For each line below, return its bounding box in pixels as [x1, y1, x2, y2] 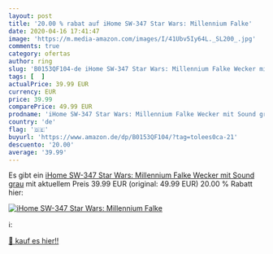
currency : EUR [8, 87, 57, 96]
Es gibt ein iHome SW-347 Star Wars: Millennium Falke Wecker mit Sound [8, 170, 254, 180]
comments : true [8, 42, 60, 50]
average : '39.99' [8, 148, 67, 156]
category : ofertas [8, 50, 71, 58]
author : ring [8, 58, 53, 66]
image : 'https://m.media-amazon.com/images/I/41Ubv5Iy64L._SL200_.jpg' [8, 34, 256, 43]
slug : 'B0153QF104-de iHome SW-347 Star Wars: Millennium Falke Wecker [8, 65, 256, 73]
